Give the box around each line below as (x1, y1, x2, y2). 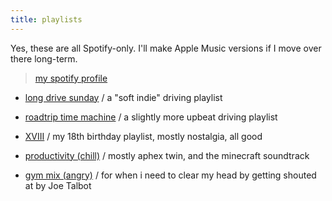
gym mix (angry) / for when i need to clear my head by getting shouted (24, 169, 317, 181)
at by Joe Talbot (24, 179, 92, 191)
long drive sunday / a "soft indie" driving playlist (24, 91, 223, 103)
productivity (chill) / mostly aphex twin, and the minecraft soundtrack (24, 149, 310, 161)
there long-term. (10, 52, 78, 65)
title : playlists (10, 14, 83, 25)
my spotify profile (34, 72, 108, 84)
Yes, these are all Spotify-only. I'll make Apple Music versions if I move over (10, 42, 322, 54)
